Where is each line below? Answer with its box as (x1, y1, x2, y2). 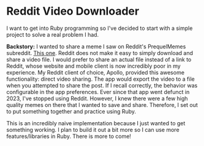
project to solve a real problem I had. (6, 31, 99, 38)
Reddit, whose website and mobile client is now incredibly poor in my (6, 62, 181, 70)
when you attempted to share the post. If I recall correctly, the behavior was (6, 81, 198, 89)
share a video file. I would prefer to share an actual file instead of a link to (6, 56, 192, 63)
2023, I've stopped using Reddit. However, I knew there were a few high (6, 95, 188, 102)
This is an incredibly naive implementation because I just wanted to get (6, 119, 186, 126)
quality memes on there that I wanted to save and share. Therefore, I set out (6, 101, 198, 108)
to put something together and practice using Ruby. (6, 108, 137, 115)
